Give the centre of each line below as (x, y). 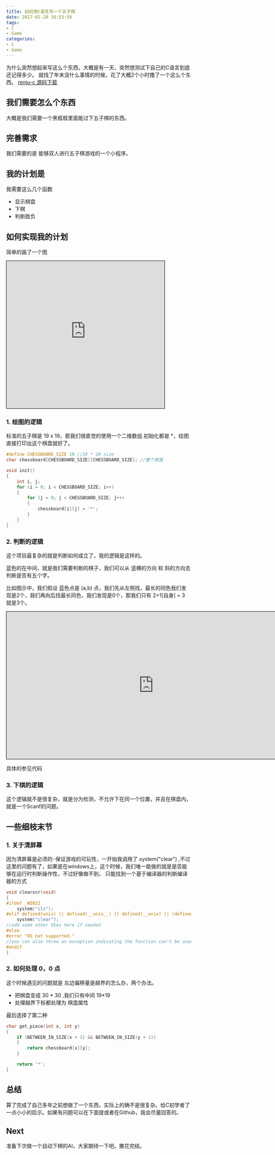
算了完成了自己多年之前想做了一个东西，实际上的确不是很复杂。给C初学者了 (98, 1105)
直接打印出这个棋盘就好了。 (40, 443)
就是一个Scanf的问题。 (34, 806)
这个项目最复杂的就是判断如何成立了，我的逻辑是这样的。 (76, 555)
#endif (14, 947)
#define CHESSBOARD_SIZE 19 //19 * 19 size (60, 454)
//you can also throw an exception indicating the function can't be (93, 941)
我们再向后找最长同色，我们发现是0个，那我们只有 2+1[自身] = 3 (107, 595)
